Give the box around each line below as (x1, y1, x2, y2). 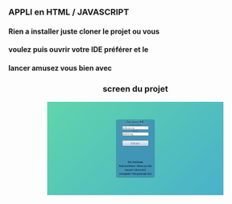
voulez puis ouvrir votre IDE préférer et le (8, 45, 149, 55)
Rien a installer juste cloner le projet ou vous (8, 27, 159, 36)
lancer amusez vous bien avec (8, 63, 113, 72)
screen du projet (102, 83, 168, 94)
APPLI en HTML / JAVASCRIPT (8, 6, 130, 18)
